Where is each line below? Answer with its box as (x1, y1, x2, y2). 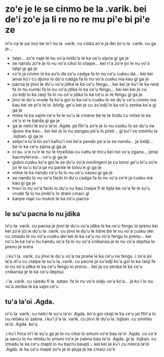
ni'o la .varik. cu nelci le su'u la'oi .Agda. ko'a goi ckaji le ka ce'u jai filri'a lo (5, 310, 156, 316)
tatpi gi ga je (12, 65, 38, 71)
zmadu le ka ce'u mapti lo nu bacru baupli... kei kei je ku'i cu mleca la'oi (5, 341, 149, 347)
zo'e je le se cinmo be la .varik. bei (5, 3, 147, 15)
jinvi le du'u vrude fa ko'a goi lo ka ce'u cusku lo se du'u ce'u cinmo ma (12, 96, 157, 102)
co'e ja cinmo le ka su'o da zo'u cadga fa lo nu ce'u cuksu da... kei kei (12, 71, 153, 76)
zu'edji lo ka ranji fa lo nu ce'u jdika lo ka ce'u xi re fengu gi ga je (12, 92, 143, 97)
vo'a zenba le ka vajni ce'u (5, 283, 59, 289)
